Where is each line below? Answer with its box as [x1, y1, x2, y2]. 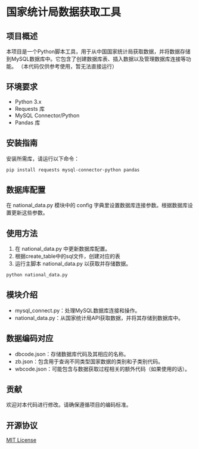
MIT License [6, 436, 37, 444]
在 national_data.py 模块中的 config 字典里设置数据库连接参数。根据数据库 [6, 202, 188, 209]
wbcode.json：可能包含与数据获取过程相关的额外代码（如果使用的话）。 [14, 365, 191, 372]
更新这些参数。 [11, 209, 48, 216]
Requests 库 [14, 105, 45, 112]
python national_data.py [6, 272, 68, 278]
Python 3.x [14, 98, 42, 105]
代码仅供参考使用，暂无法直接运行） [28, 63, 117, 70]
